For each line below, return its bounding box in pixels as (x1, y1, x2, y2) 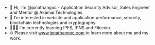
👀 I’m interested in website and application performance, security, (9, 15, 142, 20)
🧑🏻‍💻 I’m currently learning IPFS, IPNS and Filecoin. (9, 25, 112, 31)
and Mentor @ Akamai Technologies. (9, 10, 84, 15)
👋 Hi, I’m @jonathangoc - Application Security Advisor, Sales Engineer (9, 5, 150, 10)
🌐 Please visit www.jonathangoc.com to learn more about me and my (9, 30, 149, 35)
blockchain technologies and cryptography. (9, 20, 97, 25)
